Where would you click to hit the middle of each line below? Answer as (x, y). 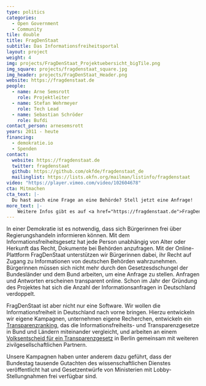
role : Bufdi (32, 120)
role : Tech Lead (38, 109)
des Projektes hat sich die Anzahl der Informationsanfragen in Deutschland (101, 287)
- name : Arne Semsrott (41, 92)
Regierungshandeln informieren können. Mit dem (68, 235)
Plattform (18, 255)
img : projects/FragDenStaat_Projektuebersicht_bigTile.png (83, 63)
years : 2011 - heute (33, 132)
